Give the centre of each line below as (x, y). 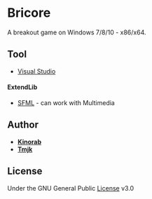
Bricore (29, 13)
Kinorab (29, 142)
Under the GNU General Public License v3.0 (71, 188)
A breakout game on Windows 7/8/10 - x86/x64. (77, 32)
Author (23, 125)
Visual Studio (36, 71)
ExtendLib (22, 87)
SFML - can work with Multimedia (66, 102)
